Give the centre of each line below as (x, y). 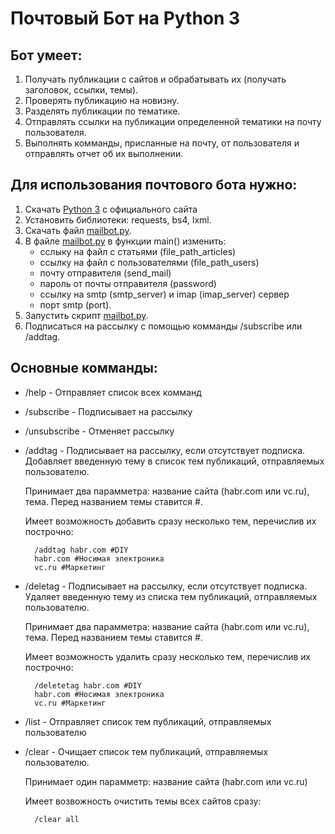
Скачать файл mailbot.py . (78, 230)
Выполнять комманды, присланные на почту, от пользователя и (162, 143)
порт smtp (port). (75, 304)
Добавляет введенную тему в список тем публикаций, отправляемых (174, 461)
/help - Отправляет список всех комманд (113, 392)
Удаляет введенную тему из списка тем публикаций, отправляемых (171, 596)
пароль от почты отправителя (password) (128, 283)
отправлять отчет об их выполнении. (104, 153)
